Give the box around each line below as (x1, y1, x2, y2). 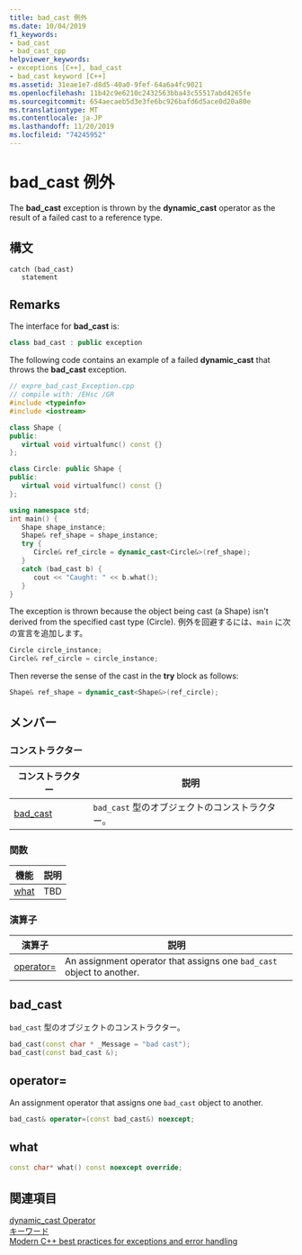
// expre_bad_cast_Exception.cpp (9, 382, 135, 391)
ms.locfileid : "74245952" (9, 131, 106, 140)
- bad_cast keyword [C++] (9, 72, 106, 81)
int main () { (9, 514, 58, 523)
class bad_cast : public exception (9, 339, 143, 348)
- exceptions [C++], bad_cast (9, 64, 123, 73)
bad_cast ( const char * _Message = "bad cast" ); (9, 1040, 191, 1050)
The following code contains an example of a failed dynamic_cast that (9, 355, 271, 366)
